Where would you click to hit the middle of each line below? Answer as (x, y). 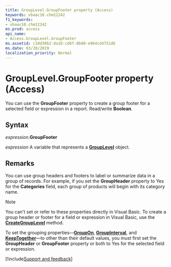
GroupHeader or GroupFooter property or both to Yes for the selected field (85, 243)
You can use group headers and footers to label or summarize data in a (80, 176)
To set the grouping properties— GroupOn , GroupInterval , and (71, 233)
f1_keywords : (19, 19)
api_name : (16, 34)
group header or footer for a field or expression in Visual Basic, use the (80, 217)
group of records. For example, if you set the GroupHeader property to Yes (85, 181)
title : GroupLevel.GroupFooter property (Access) (59, 10)
